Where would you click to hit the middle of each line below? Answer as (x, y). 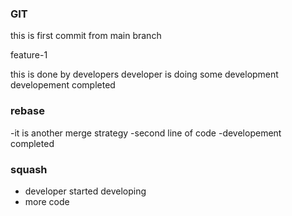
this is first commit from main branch (86, 36)
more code (47, 201)
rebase (27, 111)
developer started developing (85, 191)
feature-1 (29, 55)
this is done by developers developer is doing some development (144, 74)
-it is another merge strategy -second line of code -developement (146, 133)
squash (29, 169)
